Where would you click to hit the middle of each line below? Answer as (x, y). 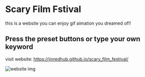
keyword (19, 47)
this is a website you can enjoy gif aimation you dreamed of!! (68, 23)
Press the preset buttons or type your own (73, 39)
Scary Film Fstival (43, 9)
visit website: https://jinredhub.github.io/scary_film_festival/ (67, 59)
